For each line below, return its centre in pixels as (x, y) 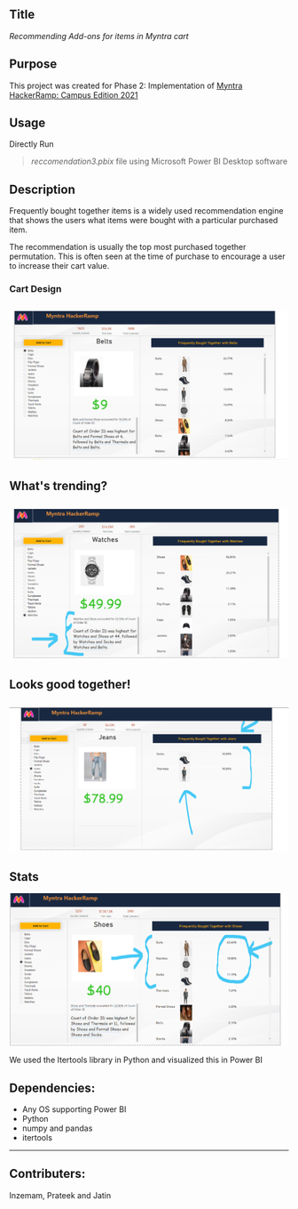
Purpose (33, 64)
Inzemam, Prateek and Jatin (60, 1195)
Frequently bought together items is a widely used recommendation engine (146, 211)
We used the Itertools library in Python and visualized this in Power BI (136, 1060)
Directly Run (32, 144)
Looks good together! (70, 684)
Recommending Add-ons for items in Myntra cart (99, 36)
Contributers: (47, 1174)
